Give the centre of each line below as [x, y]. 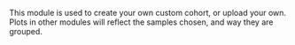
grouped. [26, 31]
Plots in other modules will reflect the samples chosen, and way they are [141, 22]
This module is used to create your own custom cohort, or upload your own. [147, 13]
